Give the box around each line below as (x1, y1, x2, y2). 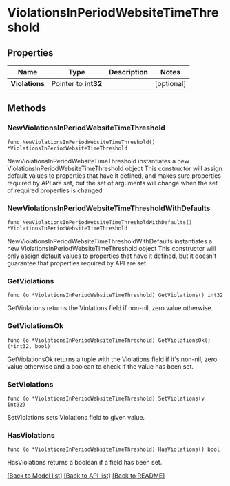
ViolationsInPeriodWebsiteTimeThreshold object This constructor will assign (7, 164, 222, 172)
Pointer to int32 (51, 79, 103, 88)
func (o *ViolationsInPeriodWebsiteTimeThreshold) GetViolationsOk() (7, 336, 211, 344)
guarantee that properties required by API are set (7, 259, 147, 267)
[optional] (154, 79, 187, 88)
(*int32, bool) (7, 343, 51, 350)
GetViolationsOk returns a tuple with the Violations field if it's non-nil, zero (7, 355, 218, 363)
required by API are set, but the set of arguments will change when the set (7, 179, 218, 187)
